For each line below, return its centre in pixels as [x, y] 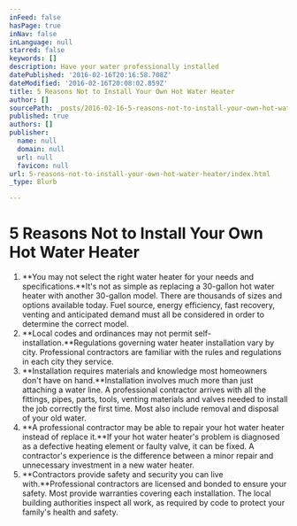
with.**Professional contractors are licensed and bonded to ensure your [154, 484]
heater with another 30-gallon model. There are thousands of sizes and [152, 296]
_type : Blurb [33, 182]
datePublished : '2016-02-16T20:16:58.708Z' [91, 75]
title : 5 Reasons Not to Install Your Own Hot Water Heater [122, 91]
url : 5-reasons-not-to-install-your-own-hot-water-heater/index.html [140, 174]
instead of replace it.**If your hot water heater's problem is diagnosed [151, 437]
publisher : [29, 133]
